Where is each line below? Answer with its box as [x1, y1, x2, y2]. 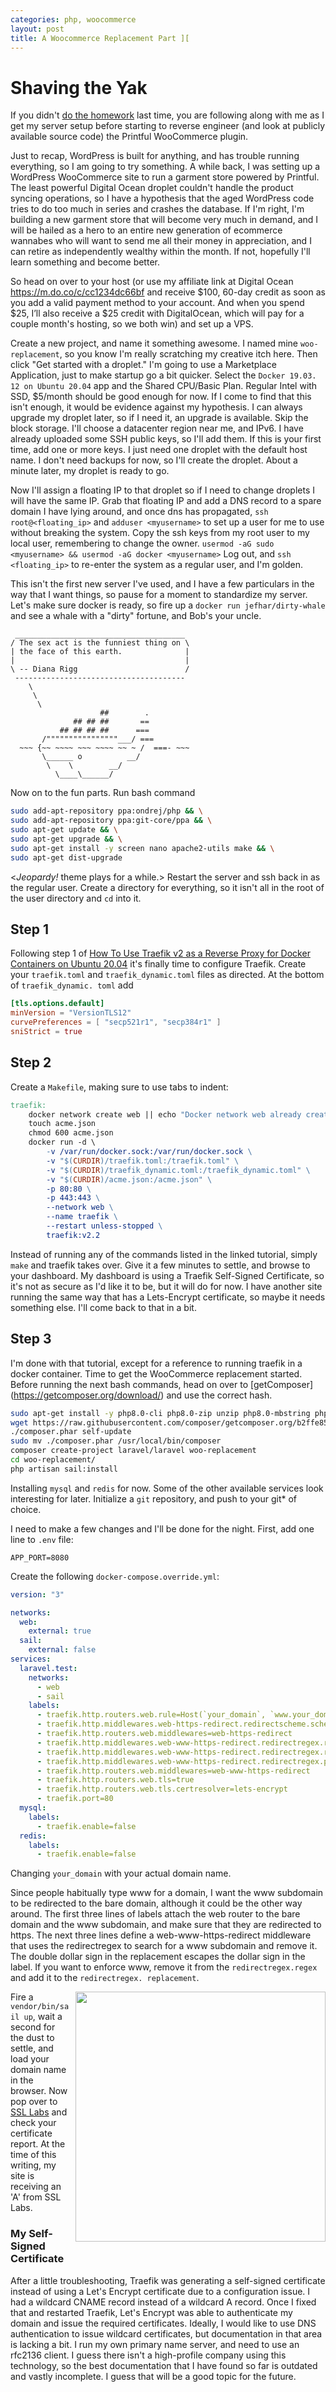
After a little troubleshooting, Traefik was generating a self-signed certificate [10, 2274, 326, 2286]
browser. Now [10, 2085, 68, 2097]
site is [10, 2170, 35, 2182]
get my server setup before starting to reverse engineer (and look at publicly [10, 120, 326, 132]
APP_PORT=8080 [10, 1552, 70, 1563]
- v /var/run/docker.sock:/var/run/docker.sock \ [46, 1147, 253, 1157]
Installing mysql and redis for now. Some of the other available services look [10, 1482, 324, 1494]
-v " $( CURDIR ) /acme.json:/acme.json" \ [46, 1174, 213, 1185]
